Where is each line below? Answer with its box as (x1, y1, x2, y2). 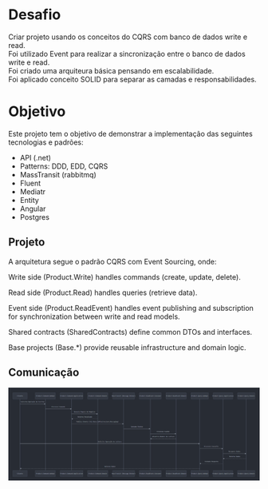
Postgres (19, 212, 50, 221)
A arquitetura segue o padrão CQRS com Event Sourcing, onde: (8, 256, 217, 266)
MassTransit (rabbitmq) (19, 169, 97, 179)
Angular (19, 204, 46, 213)
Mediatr (19, 186, 46, 197)
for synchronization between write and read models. (8, 312, 181, 321)
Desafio (8, 6, 61, 24)
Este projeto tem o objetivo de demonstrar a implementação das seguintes (8, 129, 253, 138)
